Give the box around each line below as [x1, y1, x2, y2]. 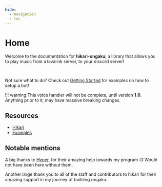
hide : [5, 7, 16, 12]
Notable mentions [5, 144, 61, 152]
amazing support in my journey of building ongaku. [5, 176, 108, 182]
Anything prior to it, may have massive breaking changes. [5, 97, 121, 103]
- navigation [9, 12, 36, 17]
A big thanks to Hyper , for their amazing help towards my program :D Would [5, 157, 158, 163]
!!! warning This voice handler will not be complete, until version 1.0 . [5, 92, 142, 98]
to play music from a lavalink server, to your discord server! [5, 59, 124, 64]
